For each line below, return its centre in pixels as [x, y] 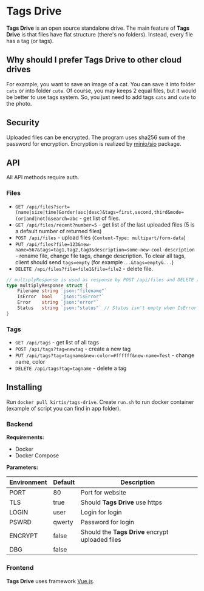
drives [19, 70]
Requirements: [25, 437]
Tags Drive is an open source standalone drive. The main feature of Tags [98, 28]
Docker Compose [37, 456]
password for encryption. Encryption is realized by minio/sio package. [94, 143]
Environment [28, 482]
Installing [24, 387]
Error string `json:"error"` [58, 302]
